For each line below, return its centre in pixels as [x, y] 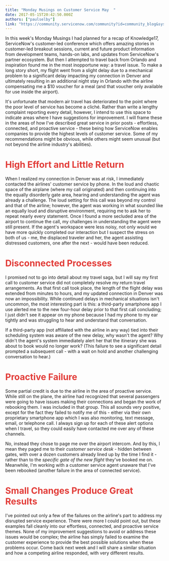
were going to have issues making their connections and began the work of [83, 402]
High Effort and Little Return [65, 165]
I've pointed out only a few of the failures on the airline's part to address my [84, 515]
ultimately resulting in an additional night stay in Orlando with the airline [79, 81]
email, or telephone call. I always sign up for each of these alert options [79, 423]
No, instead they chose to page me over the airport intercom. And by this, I [82, 444]
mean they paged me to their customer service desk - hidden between [78, 449]
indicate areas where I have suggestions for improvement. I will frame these [84, 118]
